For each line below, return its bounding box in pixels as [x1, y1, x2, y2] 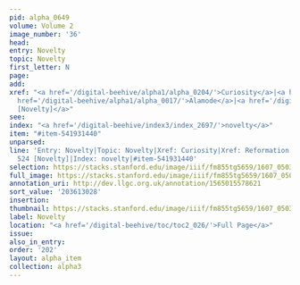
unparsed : [9, 138, 46, 147]
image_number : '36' [9, 29, 82, 38]
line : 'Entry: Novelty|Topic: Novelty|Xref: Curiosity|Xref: [9, 146, 242, 155]
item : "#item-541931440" [9, 130, 102, 138]
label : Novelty [9, 212, 66, 222]
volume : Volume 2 [9, 21, 74, 30]
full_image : [9, 171, 54, 180]
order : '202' [9, 246, 58, 255]
